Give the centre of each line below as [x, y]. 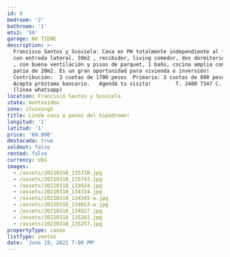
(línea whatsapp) [38, 90]
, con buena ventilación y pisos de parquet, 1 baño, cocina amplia [113, 64]
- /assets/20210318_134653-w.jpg [61, 205]
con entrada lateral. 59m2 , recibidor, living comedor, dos [102, 58]
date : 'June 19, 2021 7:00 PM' [52, 243]
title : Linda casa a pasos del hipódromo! [68, 115]
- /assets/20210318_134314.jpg [58, 192]
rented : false [27, 154]
